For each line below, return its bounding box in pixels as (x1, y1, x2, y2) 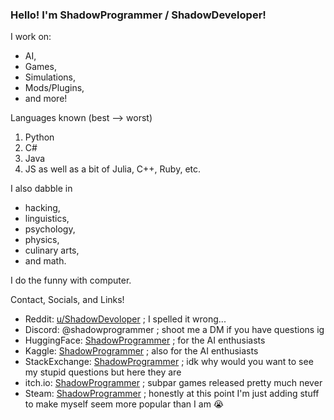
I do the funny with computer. (10, 274, 132, 287)
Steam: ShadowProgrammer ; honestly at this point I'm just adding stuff (24, 388, 320, 400)
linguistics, (24, 213, 70, 225)
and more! (24, 93, 68, 105)
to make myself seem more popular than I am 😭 (24, 398, 225, 410)
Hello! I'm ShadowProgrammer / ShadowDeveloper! (10, 8, 267, 22)
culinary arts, (24, 244, 80, 257)
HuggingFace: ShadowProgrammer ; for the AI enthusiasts (24, 334, 266, 347)
